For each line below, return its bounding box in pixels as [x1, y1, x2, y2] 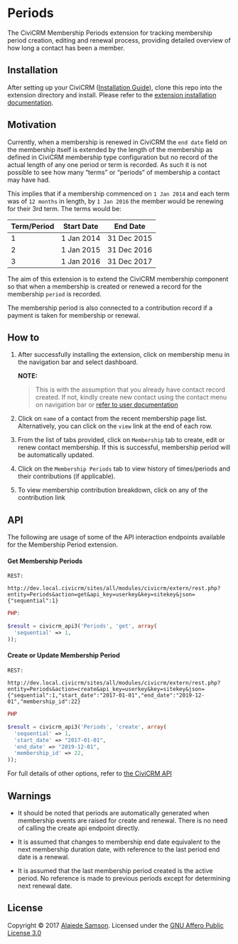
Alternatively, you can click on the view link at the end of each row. [17, 422, 213, 431]
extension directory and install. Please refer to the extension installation [7, 90, 217, 99]
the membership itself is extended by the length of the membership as [7, 145, 213, 154]
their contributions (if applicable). [17, 472, 116, 481]
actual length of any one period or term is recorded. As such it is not [7, 160, 207, 168]
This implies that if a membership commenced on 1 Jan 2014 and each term [7, 189, 229, 198]
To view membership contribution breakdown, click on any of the [17, 486, 208, 495]
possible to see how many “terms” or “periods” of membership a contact [7, 168, 220, 176]
